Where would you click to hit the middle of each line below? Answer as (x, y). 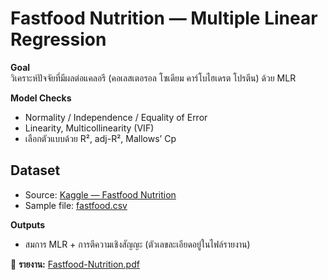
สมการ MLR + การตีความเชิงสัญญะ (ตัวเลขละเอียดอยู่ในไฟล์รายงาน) (137, 244)
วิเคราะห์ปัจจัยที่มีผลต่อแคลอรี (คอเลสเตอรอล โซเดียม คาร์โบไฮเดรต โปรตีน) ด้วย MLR (153, 78)
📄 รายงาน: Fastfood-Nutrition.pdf (75, 264)
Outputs (28, 224)
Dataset (35, 170)
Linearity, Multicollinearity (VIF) (89, 128)
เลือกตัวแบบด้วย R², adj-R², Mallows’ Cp (100, 138)
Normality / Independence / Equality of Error (116, 117)
